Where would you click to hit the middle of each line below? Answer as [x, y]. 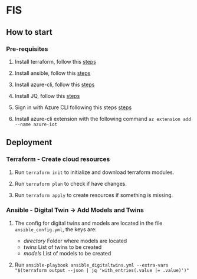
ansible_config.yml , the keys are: [56, 229]
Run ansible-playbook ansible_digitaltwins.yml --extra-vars [91, 265]
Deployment [29, 142]
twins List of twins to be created [63, 247]
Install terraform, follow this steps [55, 61]
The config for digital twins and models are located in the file [88, 223]
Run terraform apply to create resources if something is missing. [94, 195]
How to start [29, 32]
